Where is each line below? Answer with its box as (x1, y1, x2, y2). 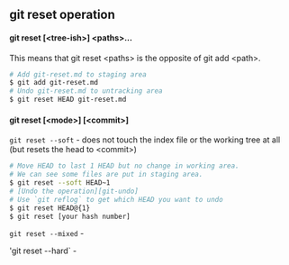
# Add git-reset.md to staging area (9, 69, 147, 79)
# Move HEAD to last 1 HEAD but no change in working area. (9, 161, 240, 170)
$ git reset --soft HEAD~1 (9, 178, 111, 187)
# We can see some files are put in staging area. (9, 170, 203, 179)
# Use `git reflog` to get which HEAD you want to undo (9, 195, 223, 204)
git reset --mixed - (9, 228, 85, 239)
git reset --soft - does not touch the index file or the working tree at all (9, 134, 281, 145)
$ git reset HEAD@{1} (9, 203, 91, 213)
